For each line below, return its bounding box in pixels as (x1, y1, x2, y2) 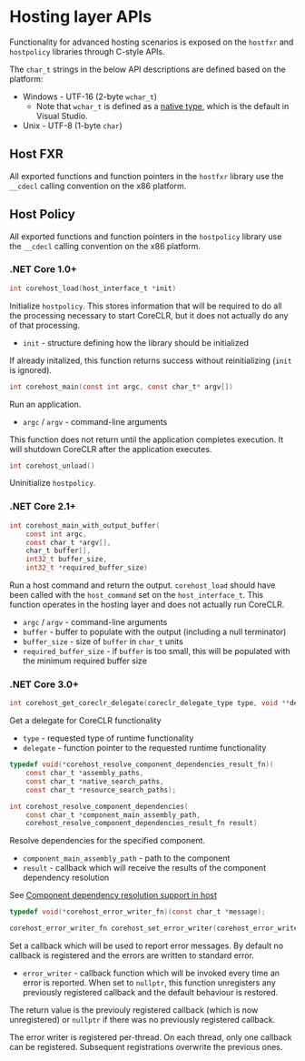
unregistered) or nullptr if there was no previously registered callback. (9, 1015, 276, 1026)
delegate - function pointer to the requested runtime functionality (22, 743, 267, 753)
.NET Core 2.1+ (9, 500, 77, 513)
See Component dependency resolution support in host (9, 890, 218, 901)
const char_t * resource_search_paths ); (25, 785, 177, 794)
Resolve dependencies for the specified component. (9, 835, 206, 846)
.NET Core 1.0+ (9, 263, 77, 276)
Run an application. (9, 399, 82, 409)
